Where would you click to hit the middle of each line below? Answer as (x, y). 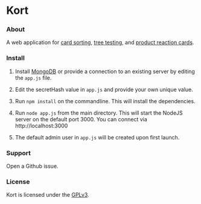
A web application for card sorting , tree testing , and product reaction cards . (100, 42)
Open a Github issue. (32, 166)
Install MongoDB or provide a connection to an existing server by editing (105, 71)
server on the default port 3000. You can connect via (81, 119)
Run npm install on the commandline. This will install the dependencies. (105, 101)
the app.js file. (33, 78)
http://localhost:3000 (41, 126)
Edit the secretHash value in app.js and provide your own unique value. (104, 89)
